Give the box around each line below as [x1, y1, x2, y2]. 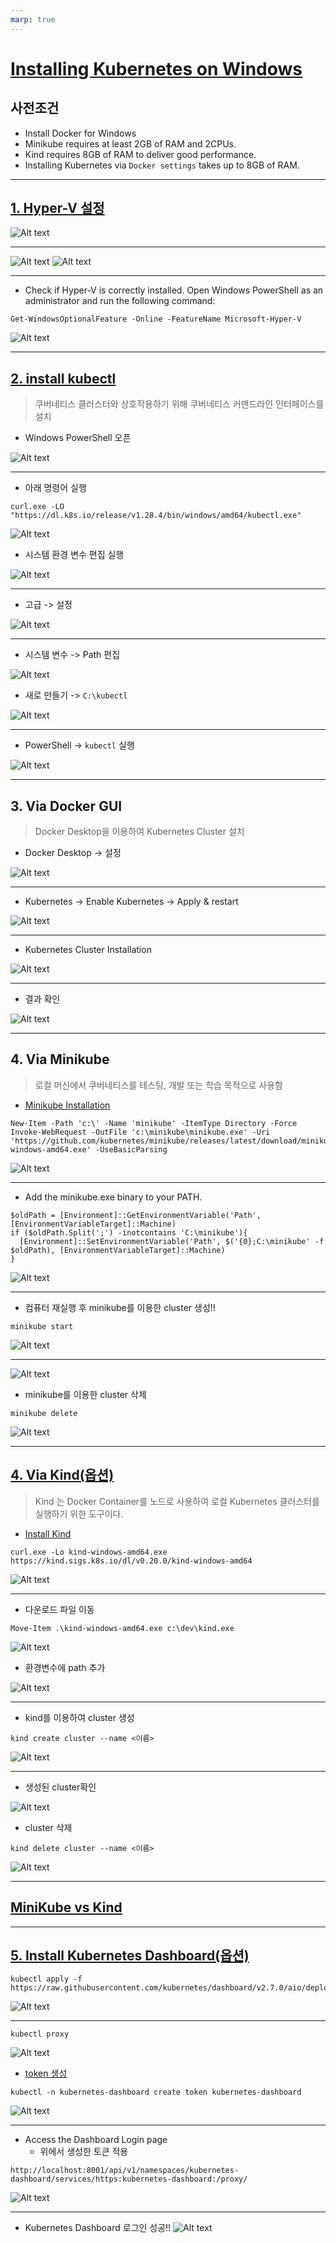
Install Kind [24, 1527, 72, 1540]
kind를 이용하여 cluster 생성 [24, 1711, 135, 1723]
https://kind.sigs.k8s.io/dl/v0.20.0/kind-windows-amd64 [10, 1556, 253, 1566]
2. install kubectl [10, 370, 117, 387]
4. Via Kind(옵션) [10, 1467, 115, 1484]
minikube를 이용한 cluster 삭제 [24, 1388, 147, 1400]
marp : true [10, 14, 56, 25]
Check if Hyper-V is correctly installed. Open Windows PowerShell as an [24, 284, 324, 296]
